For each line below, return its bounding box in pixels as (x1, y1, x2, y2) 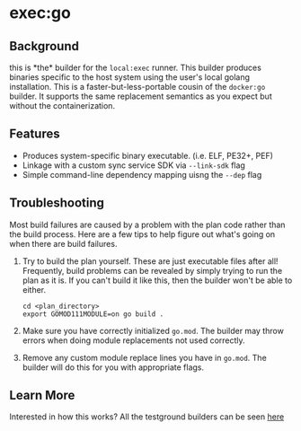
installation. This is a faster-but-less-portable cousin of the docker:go (9, 82, 266, 92)
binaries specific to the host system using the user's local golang (9, 72, 250, 83)
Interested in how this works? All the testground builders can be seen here (9, 411, 285, 422)
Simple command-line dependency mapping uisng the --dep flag (22, 169, 262, 180)
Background (9, 39, 79, 54)
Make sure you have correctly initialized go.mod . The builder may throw (22, 325, 285, 336)
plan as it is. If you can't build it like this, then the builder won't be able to (22, 275, 293, 286)
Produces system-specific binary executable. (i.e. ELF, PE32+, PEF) (22, 150, 274, 161)
